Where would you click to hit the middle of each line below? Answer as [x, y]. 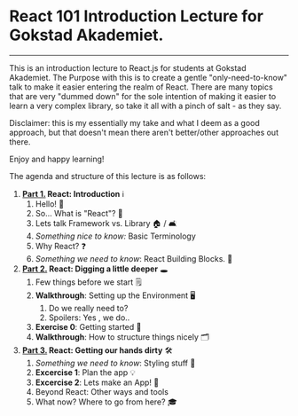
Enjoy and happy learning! [57, 159]
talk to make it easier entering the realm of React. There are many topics [141, 87]
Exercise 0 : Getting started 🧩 [88, 326]
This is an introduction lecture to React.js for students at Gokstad [128, 67]
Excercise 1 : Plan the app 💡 [85, 372]
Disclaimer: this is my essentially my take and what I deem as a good [134, 122]
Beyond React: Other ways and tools [102, 391]
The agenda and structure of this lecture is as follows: [108, 176]
